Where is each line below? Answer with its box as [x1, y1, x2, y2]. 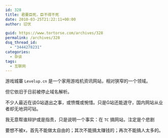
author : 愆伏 [5, 21, 31, 27]
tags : [5, 59, 17, 64]
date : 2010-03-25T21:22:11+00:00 [5, 17, 76, 22]
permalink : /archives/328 [5, 35, 60, 40]
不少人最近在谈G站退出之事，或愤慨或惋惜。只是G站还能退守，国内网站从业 [5, 100, 163, 106]
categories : [5, 49, 30, 55]
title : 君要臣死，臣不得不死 [5, 12, 59, 17]
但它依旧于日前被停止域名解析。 [5, 89, 72, 95]
